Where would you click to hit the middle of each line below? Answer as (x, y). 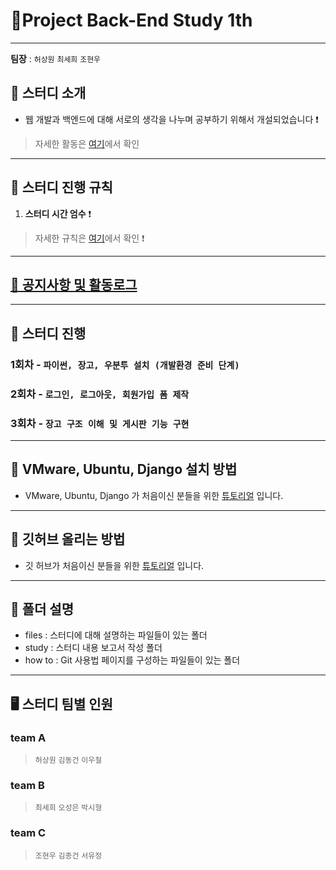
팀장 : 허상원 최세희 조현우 (56, 58)
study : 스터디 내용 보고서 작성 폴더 (93, 648)
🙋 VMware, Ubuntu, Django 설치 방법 (124, 469)
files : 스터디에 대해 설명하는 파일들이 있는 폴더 (116, 635)
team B (27, 785)
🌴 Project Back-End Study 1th (131, 20)
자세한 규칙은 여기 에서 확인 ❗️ (89, 238)
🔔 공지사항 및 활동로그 (74, 284)
